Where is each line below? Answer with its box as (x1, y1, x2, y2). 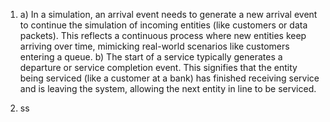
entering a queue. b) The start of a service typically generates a (19, 51, 283, 63)
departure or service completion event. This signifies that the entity (19, 62, 298, 73)
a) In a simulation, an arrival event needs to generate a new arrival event (19, 9, 318, 20)
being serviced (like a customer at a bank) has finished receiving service (19, 72, 320, 84)
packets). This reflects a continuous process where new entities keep (19, 30, 307, 41)
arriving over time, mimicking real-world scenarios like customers (19, 40, 290, 52)
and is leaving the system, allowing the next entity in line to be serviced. (19, 83, 317, 94)
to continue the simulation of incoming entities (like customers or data (19, 19, 308, 31)
